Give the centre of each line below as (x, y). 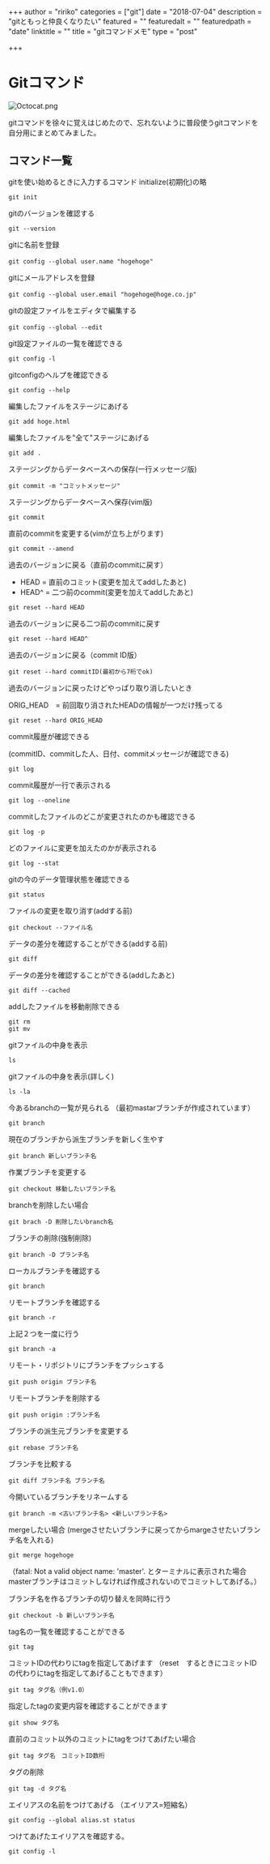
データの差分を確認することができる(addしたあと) (92, 975)
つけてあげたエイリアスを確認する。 (69, 1836)
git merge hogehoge (41, 1555)
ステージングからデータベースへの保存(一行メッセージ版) (103, 468)
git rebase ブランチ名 (44, 1447)
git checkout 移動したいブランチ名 (62, 1189)
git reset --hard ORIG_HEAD (56, 720)
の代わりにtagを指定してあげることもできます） (88, 1673)
